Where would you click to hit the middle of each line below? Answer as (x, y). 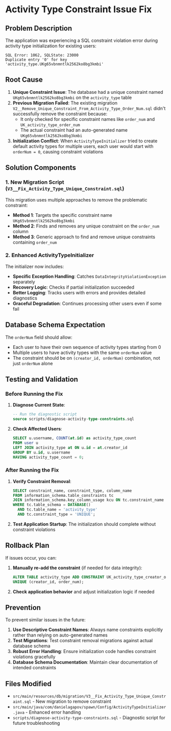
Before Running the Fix (34, 394)
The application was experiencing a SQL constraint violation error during (82, 40)
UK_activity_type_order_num (50, 125)
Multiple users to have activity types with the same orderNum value (82, 352)
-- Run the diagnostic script (45, 414)
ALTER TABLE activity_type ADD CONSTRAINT (58, 577)
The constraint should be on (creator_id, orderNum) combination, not (86, 358)
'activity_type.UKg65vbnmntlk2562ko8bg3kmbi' (54, 64)
